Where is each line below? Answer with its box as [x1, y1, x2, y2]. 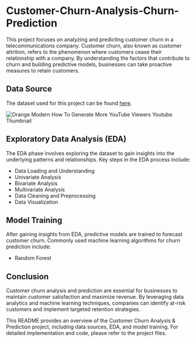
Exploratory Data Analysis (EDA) [6, 134, 127, 144]
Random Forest [14, 255, 51, 262]
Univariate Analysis [14, 173, 61, 180]
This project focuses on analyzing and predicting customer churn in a [6, 36, 174, 43]
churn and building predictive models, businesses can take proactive [6, 60, 173, 68]
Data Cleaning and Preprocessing [14, 192, 96, 199]
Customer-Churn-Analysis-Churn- [6, 4, 180, 18]
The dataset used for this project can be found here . [6, 100, 132, 107]
